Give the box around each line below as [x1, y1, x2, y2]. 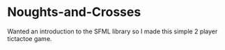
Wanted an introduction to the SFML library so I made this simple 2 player [7, 27, 218, 35]
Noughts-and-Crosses [7, 4, 141, 20]
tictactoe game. [7, 34, 52, 42]
